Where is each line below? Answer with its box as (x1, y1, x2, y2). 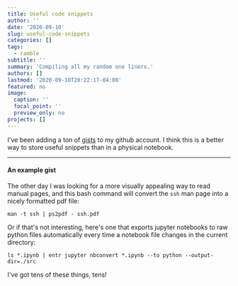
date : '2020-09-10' (7, 23, 65, 31)
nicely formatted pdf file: (7, 197, 79, 205)
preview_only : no (13, 109, 65, 116)
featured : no (7, 83, 46, 90)
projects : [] (7, 116, 46, 123)
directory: (7, 238, 36, 246)
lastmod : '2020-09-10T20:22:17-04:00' (7, 76, 122, 84)
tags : (7, 43, 23, 50)
